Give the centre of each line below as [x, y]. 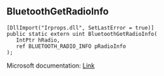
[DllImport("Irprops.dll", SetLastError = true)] [81, 27]
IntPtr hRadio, [38, 40]
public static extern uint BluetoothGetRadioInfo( [82, 34]
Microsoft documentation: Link [51, 65]
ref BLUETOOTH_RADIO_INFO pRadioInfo [71, 46]
